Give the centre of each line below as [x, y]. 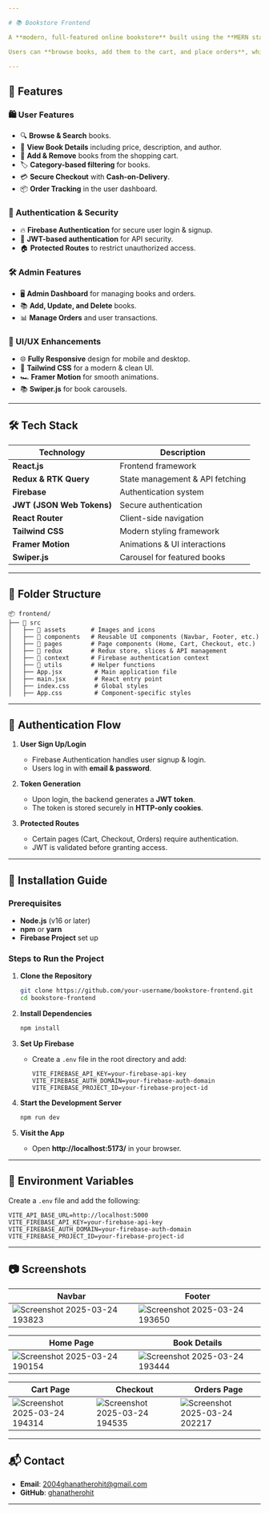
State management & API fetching [183, 478]
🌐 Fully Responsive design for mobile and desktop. [105, 359]
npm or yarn [41, 929]
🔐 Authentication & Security [63, 212]
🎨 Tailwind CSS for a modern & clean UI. [87, 368]
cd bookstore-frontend [58, 998]
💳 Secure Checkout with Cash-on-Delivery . [95, 177]
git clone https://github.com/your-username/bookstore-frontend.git [137, 991]
